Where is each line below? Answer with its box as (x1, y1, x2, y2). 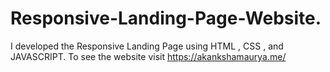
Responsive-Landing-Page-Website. (10, 7, 322, 30)
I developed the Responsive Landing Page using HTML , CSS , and (10, 40, 284, 52)
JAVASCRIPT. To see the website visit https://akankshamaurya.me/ (10, 50, 287, 62)
